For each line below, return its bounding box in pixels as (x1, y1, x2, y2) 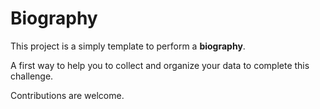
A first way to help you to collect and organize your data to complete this (10, 59, 310, 71)
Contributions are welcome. (10, 89, 125, 101)
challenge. (10, 70, 54, 82)
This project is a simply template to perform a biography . (10, 40, 246, 52)
